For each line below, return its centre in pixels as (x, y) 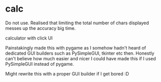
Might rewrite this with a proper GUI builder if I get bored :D (67, 73)
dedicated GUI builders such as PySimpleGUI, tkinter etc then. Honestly (80, 53)
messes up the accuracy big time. (41, 28)
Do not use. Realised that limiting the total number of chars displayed (77, 23)
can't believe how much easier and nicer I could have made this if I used (80, 58)
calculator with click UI (29, 38)
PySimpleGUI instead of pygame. (40, 64)
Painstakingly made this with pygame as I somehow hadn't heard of (76, 48)
